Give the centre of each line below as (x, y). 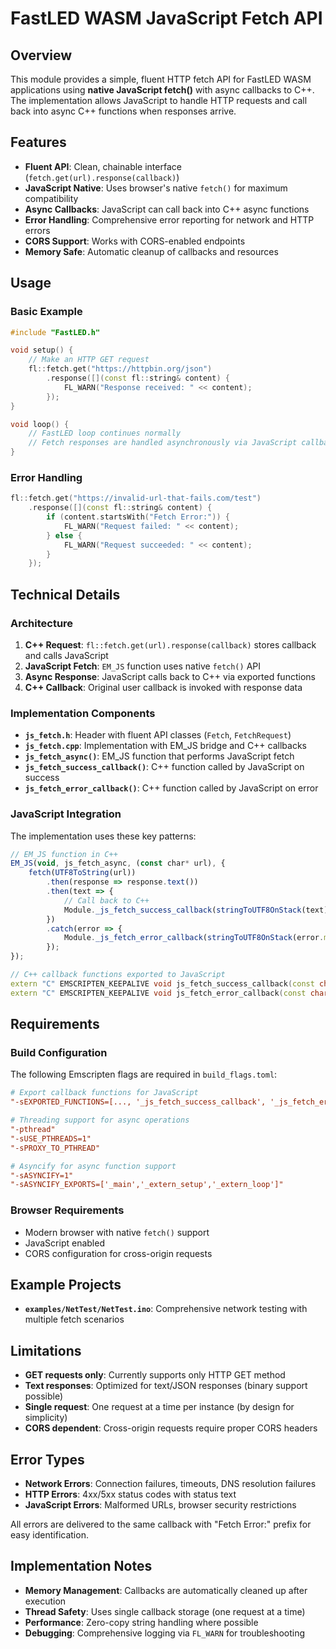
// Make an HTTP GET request (89, 360)
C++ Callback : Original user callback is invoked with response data (163, 687)
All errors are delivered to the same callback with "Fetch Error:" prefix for (161, 1524)
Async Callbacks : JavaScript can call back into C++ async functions (167, 209)
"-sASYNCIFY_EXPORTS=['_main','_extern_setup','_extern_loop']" (147, 1185)
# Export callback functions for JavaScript (104, 1093)
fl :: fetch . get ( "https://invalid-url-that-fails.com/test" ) (136, 498)
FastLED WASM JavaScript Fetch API (166, 18)
